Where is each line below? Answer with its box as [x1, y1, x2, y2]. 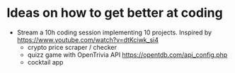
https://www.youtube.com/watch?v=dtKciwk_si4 [16, 35, 159, 44]
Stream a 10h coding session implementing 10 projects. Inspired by [16, 28, 212, 36]
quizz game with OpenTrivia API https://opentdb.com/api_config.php [27, 51, 228, 59]
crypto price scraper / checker [27, 43, 117, 51]
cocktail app [27, 58, 64, 66]
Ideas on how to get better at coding [6, 5, 224, 21]
